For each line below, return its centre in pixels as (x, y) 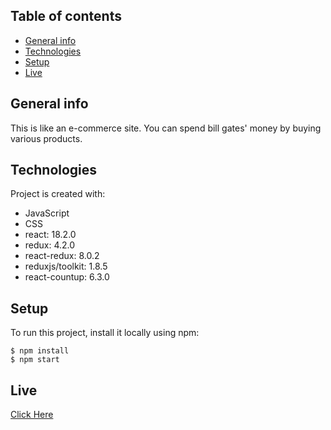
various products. (46, 138)
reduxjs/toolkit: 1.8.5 (66, 266)
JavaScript (47, 213)
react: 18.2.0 (50, 235)
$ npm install (40, 351)
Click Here (32, 415)
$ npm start (35, 360)
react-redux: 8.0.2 (62, 256)
